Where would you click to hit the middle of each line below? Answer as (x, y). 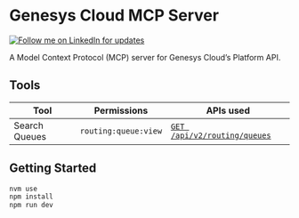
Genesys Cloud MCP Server (114, 16)
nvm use (24, 189)
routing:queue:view (121, 131)
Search (29, 125)
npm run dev (31, 206)
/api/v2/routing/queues (221, 135)
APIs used (228, 110)
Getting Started (53, 169)
